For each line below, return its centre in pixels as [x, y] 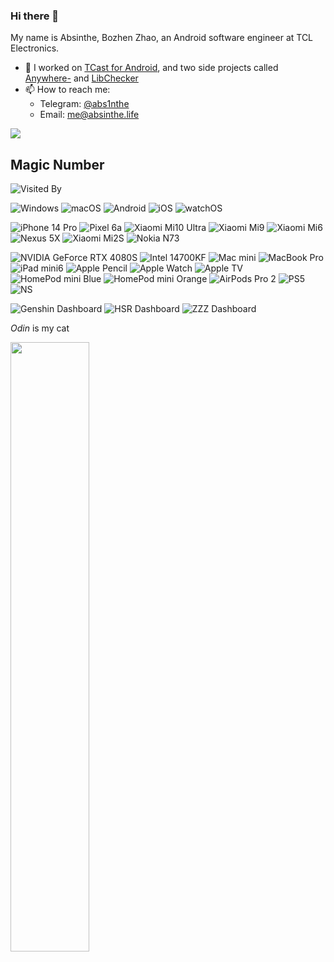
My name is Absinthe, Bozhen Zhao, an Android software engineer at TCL [162, 38]
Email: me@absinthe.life [89, 115]
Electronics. [35, 48]
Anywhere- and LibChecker [81, 78]
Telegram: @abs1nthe [84, 104]
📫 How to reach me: [67, 90]
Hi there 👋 [35, 16]
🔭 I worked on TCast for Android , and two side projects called [151, 68]
